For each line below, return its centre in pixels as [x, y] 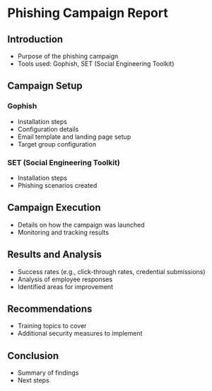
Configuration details [48, 129]
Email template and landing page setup [74, 137]
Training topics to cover [52, 326]
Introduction [35, 39]
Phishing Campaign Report [88, 13]
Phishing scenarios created [57, 185]
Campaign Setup [45, 86]
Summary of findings [48, 373]
